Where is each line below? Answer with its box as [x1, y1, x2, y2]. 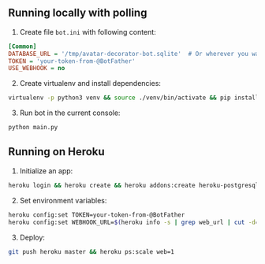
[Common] [8, 43, 37, 50]
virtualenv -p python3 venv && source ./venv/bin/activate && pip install [8, 94, 259, 102]
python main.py [8, 124, 58, 132]
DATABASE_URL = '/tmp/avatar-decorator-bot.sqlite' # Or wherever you [8, 50, 248, 58]
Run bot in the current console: [19, 108, 121, 117]
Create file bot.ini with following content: [19, 27, 156, 36]
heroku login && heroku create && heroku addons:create [8, 181, 196, 189]
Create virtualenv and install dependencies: [19, 79, 162, 88]
